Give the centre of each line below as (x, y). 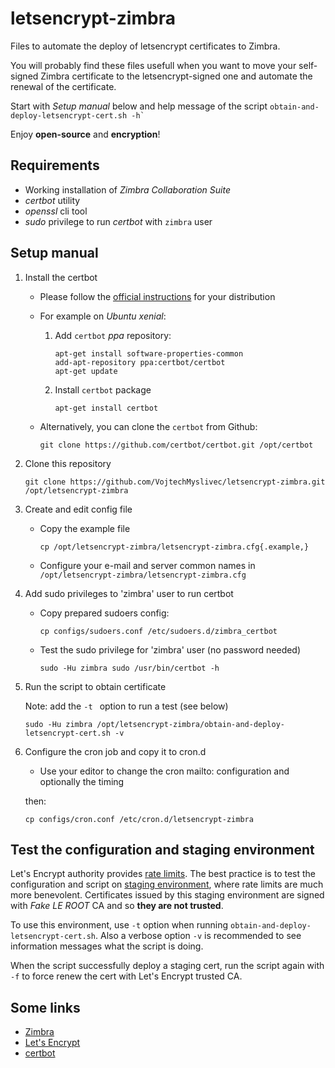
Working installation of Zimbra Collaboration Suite (127, 189)
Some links (45, 1007)
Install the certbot (61, 277)
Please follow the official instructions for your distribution (157, 296)
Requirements (55, 165)
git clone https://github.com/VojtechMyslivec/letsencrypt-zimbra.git (175, 482)
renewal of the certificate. (63, 86)
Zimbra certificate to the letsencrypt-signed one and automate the (176, 76)
